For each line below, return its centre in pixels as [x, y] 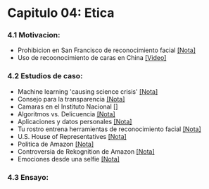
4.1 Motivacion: [34, 35]
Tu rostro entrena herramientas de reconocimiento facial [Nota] [109, 129]
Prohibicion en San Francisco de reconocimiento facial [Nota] [106, 50]
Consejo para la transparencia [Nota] [71, 99]
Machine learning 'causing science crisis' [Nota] [88, 91]
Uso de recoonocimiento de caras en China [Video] [92, 58]
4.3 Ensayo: [28, 177]
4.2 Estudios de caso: [45, 76]
